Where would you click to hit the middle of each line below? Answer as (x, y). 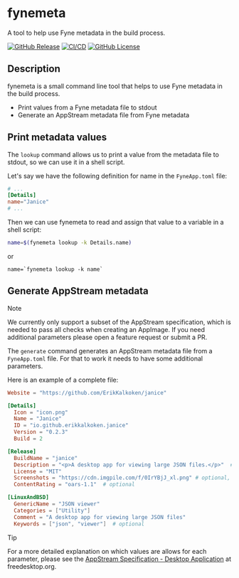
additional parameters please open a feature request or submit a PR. (107, 337)
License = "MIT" (38, 471)
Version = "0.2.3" (41, 432)
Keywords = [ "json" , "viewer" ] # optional (79, 524)
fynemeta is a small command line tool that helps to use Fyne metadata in (115, 86)
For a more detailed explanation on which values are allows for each (107, 551)
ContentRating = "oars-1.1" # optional (74, 485)
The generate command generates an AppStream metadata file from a (110, 350)
